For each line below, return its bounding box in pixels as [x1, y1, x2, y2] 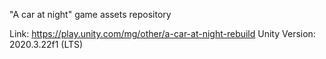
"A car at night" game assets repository [9, 9, 172, 20]
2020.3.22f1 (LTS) [9, 39, 84, 50]
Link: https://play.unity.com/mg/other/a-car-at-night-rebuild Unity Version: [9, 28, 316, 39]
